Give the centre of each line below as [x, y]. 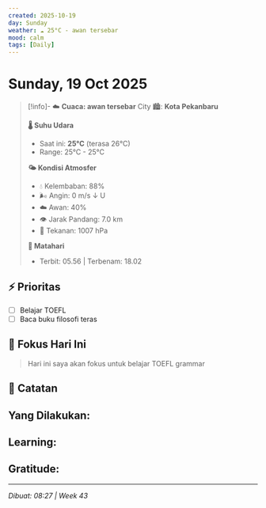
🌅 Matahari [46, 246]
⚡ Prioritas [34, 287]
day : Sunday [28, 23]
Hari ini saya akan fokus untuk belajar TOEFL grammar [116, 363]
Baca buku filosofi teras [58, 319]
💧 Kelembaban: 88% [72, 186]
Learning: [32, 442]
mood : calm [26, 38]
